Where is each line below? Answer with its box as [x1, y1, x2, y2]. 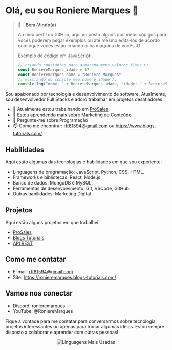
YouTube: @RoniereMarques [12, 308, 73, 314]
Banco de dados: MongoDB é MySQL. [12, 180, 93, 186]
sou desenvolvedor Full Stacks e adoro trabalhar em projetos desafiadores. [5, 96, 164, 102]
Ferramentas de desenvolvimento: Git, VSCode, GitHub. [12, 185, 131, 192]
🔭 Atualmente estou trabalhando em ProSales [12, 106, 109, 113]
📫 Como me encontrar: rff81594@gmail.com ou [12, 123, 115, 129]
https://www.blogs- [115, 123, 157, 129]
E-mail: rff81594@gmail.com [12, 268, 73, 274]
